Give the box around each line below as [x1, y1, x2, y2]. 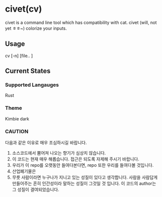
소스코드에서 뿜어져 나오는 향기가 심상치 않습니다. [12, 150, 106, 156]
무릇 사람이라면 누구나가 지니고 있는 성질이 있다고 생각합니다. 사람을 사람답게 [12, 175, 158, 180]
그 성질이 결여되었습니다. [12, 187, 59, 193]
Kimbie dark [5, 116, 29, 121]
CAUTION [5, 128, 29, 135]
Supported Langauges [5, 81, 59, 88]
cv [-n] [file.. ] [5, 53, 33, 59]
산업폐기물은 [12, 168, 36, 174]
